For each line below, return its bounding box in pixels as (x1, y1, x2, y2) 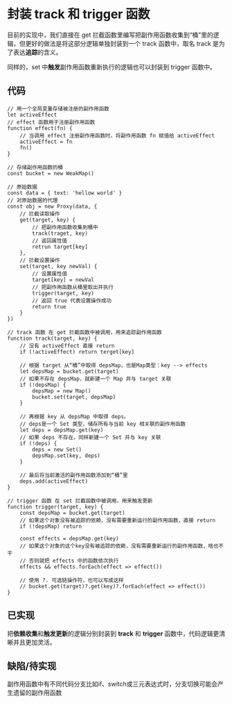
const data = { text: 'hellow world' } (7, 189, 123, 197)
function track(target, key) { (7, 335, 98, 342)
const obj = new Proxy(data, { (7, 203, 98, 210)
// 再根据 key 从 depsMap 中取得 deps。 (19, 413, 130, 420)
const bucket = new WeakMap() (7, 169, 95, 177)
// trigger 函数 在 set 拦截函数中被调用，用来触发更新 (7, 497, 153, 504)
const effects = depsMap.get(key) (19, 535, 119, 542)
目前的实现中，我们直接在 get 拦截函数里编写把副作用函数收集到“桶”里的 (7, 31, 213, 39)
